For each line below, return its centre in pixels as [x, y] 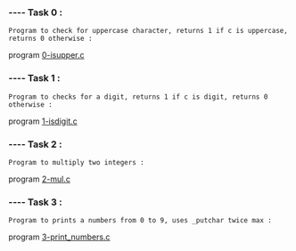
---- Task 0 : [36, 12]
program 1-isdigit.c [43, 121]
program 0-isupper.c [47, 55]
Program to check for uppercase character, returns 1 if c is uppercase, [148, 31]
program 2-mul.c [39, 179]
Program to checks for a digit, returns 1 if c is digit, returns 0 [138, 97]
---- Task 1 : [34, 78]
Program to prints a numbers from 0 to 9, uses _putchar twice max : [140, 221]
